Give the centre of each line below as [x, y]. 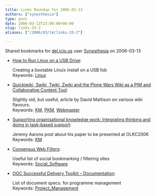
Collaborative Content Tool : [40, 90]
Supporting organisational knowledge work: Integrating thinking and [81, 119]
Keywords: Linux [29, 75]
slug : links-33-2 [23, 28]
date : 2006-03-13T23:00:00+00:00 [39, 23]
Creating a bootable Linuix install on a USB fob [59, 70]
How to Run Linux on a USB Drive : [47, 60]
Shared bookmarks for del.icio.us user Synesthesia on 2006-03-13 [73, 51]
